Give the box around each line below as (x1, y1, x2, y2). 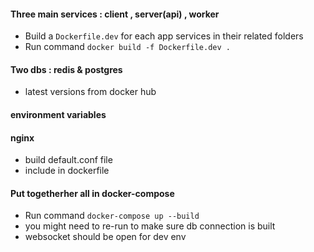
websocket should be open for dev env (24, 231, 187, 243)
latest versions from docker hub (24, 86, 157, 98)
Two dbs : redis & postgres (10, 63, 123, 75)
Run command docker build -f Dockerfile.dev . (24, 41, 231, 53)
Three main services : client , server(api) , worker (10, 8, 220, 20)
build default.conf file (24, 154, 113, 166)
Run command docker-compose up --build (24, 210, 200, 222)
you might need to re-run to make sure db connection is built (24, 220, 276, 232)
